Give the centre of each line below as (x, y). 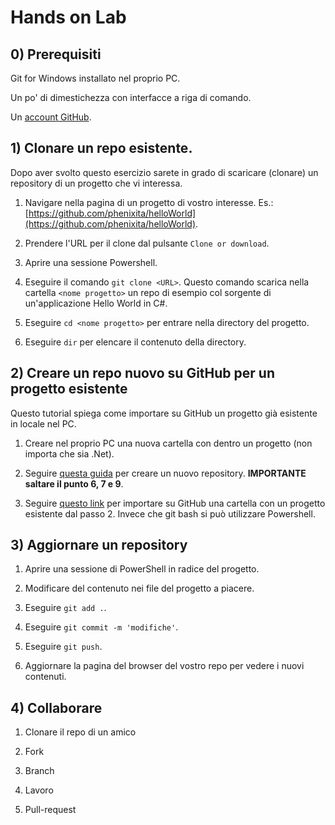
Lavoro (39, 790)
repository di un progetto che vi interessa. (96, 183)
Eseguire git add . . (65, 608)
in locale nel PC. (43, 423)
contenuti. (45, 677)
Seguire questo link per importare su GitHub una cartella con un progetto (175, 503)
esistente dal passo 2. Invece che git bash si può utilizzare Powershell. (170, 513)
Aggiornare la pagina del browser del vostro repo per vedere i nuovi (164, 666)
